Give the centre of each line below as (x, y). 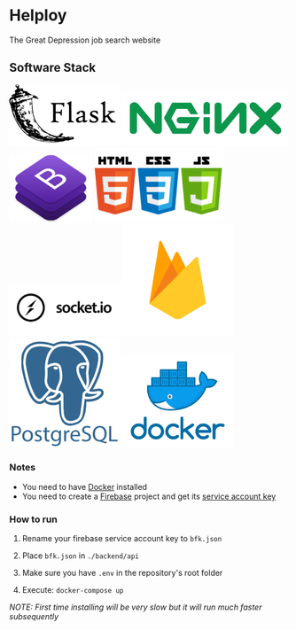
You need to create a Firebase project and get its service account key (149, 496)
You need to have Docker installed (85, 486)
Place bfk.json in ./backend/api (80, 556)
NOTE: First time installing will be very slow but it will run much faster (136, 607)
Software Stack (53, 68)
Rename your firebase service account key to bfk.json (122, 539)
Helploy (38, 16)
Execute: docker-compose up (73, 590)
